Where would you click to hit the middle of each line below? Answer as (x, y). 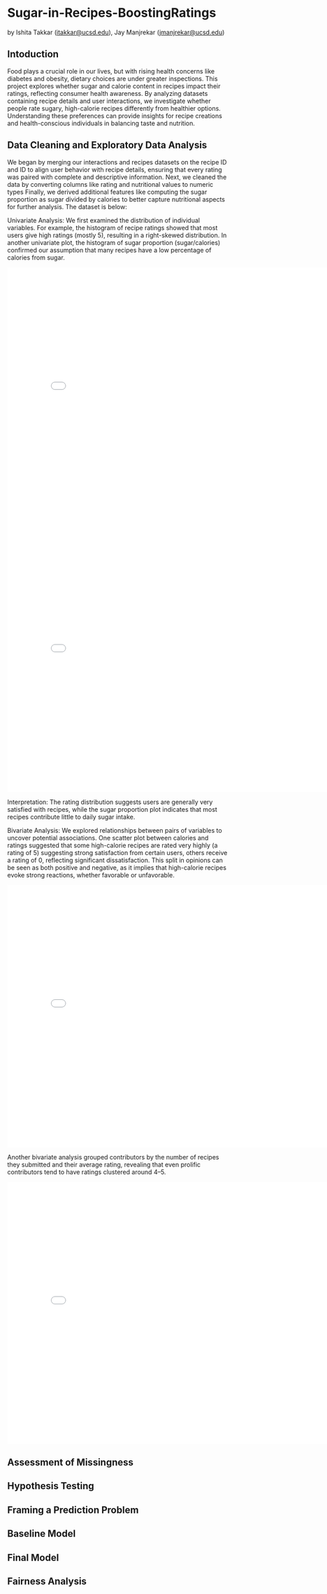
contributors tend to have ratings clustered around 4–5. (87, 1172)
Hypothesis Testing (51, 1486)
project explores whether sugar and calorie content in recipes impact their (114, 86)
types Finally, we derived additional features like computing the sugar (107, 192)
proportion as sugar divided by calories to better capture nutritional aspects (116, 199)
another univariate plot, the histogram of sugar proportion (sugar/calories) (114, 242)
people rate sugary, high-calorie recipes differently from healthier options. (114, 108)
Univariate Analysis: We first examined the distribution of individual (104, 220)
